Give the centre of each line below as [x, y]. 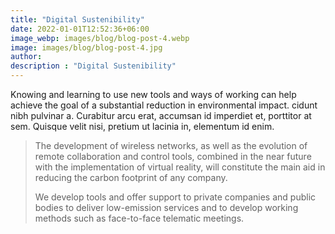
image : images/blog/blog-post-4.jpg [86, 47]
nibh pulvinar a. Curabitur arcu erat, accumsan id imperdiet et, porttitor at [161, 115]
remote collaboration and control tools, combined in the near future [173, 156]
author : [26, 57]
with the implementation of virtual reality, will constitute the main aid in [180, 167]
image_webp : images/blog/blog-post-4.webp [100, 38]
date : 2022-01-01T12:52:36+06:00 [80, 29]
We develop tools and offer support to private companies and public [175, 197]
